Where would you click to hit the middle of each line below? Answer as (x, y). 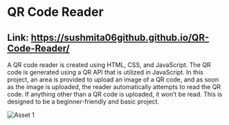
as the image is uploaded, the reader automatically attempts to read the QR (114, 87)
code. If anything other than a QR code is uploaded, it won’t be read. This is (115, 94)
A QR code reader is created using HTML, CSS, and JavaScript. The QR (109, 65)
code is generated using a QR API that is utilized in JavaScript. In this (106, 72)
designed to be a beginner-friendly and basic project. (83, 102)
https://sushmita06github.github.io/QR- (120, 38)
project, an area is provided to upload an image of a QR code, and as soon (113, 79)
